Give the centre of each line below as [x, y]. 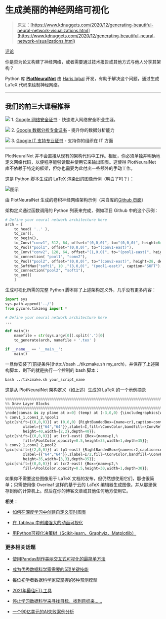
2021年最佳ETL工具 [32, 590]
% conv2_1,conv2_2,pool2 [31, 445]
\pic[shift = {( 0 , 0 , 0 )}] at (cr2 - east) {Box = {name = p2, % [62, 464]
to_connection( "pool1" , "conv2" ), [51, 257]
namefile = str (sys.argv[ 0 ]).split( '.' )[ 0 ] [60, 336]
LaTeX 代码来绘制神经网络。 [34, 84]
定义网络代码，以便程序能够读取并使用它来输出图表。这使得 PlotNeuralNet [81, 162]
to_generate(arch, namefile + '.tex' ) [55, 341]
